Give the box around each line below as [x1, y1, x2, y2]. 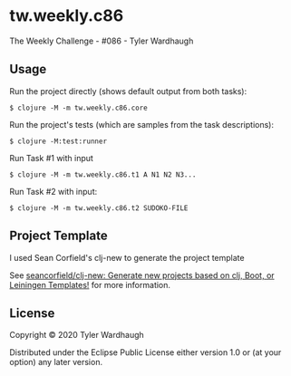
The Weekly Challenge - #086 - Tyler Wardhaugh [9, 35, 194, 46]
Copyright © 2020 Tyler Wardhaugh [9, 330, 145, 341]
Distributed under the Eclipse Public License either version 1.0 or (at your [9, 347, 282, 358]
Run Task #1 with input [9, 152, 93, 163]
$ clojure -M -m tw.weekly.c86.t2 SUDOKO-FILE [9, 203, 189, 213]
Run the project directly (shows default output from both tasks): [9, 85, 247, 96]
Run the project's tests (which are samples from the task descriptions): [9, 119, 275, 130]
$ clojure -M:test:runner [9, 137, 107, 146]
